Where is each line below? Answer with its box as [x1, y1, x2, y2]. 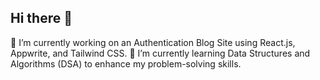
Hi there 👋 [10, 10, 73, 27]
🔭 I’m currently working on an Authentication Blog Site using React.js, [10, 36, 296, 48]
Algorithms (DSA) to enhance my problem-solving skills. [10, 57, 242, 70]
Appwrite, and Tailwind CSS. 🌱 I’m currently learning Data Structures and [10, 47, 311, 59]
